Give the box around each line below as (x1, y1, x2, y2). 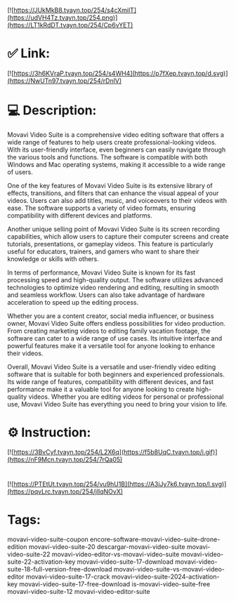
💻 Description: (7, 103, 97, 119)
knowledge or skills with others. (7, 254, 100, 263)
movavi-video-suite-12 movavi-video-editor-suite (7, 587, 150, 595)
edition (7, 542, 27, 550)
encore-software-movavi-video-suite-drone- (90, 535, 221, 543)
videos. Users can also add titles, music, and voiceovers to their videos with (7, 196, 227, 204)
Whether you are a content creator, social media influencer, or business (7, 312, 214, 320)
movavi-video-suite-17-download (77, 557, 174, 566)
